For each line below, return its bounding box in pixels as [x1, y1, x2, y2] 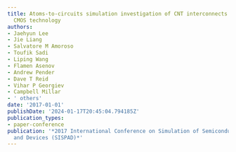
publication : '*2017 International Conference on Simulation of [7, 127, 199, 134]
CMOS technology [13, 17, 61, 24]
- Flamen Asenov [7, 62, 55, 69]
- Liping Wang [7, 56, 49, 63]
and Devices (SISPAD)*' [13, 134, 83, 141]
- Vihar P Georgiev [7, 82, 65, 89]
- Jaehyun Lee [7, 29, 49, 37]
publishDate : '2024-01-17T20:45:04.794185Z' [7, 108, 140, 115]
